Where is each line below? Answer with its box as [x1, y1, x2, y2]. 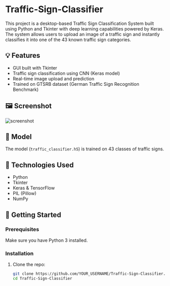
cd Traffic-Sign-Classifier [12, 276, 72, 281]
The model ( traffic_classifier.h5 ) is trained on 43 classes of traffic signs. [5, 146, 164, 152]
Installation [5, 250, 34, 257]
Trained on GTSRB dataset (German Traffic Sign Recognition [12, 81, 139, 87]
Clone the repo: [12, 262, 46, 268]
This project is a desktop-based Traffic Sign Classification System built [5, 20, 154, 26]
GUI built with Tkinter [12, 65, 58, 71]
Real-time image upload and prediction [12, 75, 95, 82]
